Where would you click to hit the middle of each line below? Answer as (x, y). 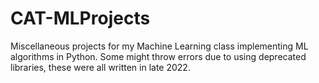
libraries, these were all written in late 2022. (100, 67)
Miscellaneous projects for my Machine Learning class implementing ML (159, 46)
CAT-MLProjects (80, 18)
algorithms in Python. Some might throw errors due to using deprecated (158, 56)
